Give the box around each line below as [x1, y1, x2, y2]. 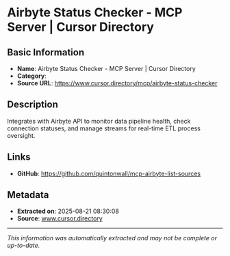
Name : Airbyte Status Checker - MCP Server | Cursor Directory [16, 65, 196, 72]
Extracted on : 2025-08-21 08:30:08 [16, 207, 120, 216]
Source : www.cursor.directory [16, 214, 103, 223]
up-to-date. [7, 241, 40, 250]
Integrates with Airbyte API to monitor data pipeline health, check [7, 117, 191, 125]
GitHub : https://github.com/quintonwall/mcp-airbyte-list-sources [16, 169, 201, 177]
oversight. [7, 131, 36, 139]
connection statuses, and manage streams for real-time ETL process [7, 124, 201, 132]
